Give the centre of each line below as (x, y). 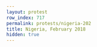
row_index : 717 (26, 18)
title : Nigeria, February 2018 (46, 29)
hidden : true (23, 35)
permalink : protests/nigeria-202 (49, 23)
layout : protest (27, 12)
